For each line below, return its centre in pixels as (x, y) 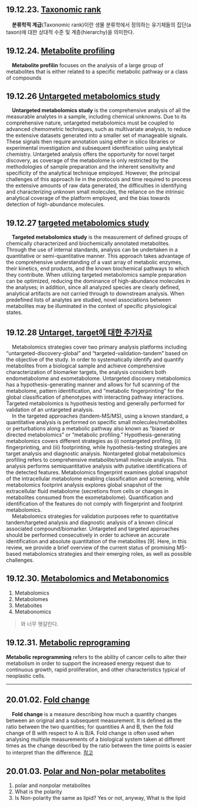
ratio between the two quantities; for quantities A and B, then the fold (90, 726)
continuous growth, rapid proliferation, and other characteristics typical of (96, 670)
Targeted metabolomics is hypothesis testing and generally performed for (95, 403)
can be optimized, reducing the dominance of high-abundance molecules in (98, 281)
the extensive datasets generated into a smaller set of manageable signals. (97, 136)
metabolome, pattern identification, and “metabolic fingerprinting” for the (95, 391)
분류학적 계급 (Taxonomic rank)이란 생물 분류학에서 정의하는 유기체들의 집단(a (101, 24)
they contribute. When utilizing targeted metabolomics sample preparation (96, 275)
